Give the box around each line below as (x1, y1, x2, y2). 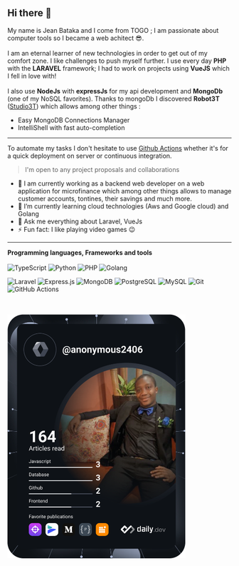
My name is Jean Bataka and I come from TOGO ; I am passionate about (7, 26, 219, 34)
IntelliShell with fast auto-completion (17, 123, 125, 132)
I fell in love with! (7, 71, 57, 80)
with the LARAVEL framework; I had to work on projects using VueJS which (7, 64, 230, 72)
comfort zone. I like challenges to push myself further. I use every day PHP (7, 56, 227, 65)
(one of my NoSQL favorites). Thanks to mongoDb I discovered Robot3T (7, 94, 220, 103)
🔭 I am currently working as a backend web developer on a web (17, 179, 205, 188)
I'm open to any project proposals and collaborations (24, 165, 180, 173)
